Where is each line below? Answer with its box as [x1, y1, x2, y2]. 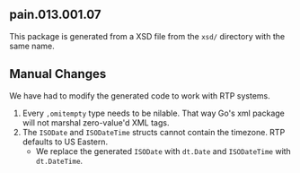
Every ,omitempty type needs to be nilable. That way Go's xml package [22, 108, 286, 118]
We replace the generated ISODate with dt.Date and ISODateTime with [35, 145, 292, 156]
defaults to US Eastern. [22, 136, 109, 147]
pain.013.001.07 [9, 7, 101, 22]
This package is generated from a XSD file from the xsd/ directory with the [9, 30, 286, 41]
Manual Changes [9, 66, 107, 82]
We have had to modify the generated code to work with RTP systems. [9, 90, 271, 101]
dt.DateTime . [35, 155, 84, 166]
